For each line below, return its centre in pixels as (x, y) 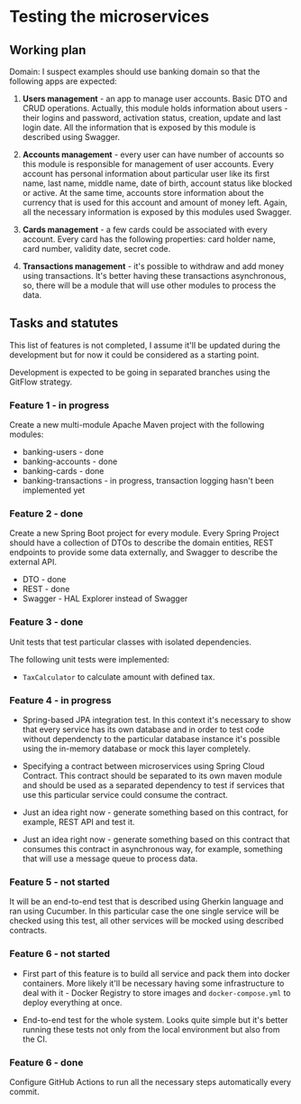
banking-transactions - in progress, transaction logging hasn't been (148, 481)
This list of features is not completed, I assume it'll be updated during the (145, 345)
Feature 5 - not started (59, 882)
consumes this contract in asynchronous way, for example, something (153, 849)
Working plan (48, 50)
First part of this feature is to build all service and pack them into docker (156, 973)
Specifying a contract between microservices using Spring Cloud (143, 766)
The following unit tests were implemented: (89, 659)
